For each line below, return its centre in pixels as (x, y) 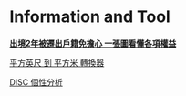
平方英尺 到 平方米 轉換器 (57, 62)
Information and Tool (90, 17)
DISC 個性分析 (36, 82)
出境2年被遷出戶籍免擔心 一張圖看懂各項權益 (93, 43)
